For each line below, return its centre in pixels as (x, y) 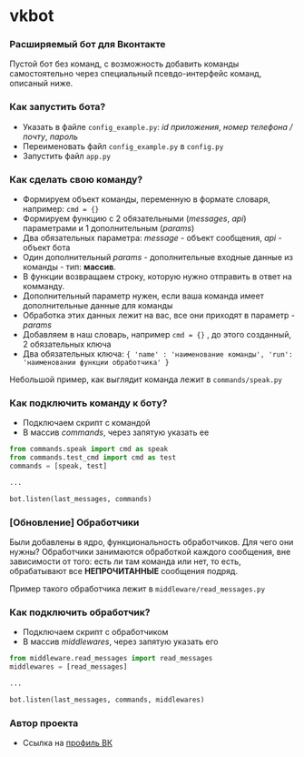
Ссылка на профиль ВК (68, 743)
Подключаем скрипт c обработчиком (95, 632)
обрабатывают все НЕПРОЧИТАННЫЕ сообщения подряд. (124, 571)
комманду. (44, 287)
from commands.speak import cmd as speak (89, 449)
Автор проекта (44, 722)
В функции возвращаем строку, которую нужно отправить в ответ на (157, 277)
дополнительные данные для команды (98, 306)
